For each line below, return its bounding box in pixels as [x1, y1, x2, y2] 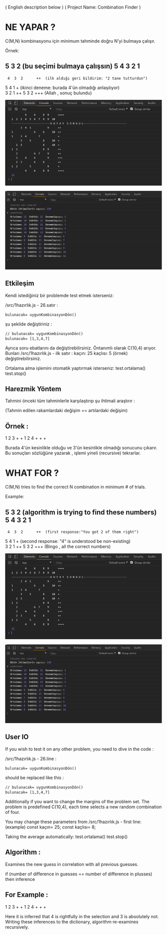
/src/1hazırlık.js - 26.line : [5, 756, 57, 762]
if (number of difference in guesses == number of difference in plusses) [5, 871, 153, 877]
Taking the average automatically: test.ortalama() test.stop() [5, 834, 128, 840]
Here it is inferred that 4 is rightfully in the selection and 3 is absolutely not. [5, 913, 159, 919]
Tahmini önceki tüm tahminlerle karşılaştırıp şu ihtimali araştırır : [5, 398, 135, 404]
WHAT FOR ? [5, 467, 59, 479]
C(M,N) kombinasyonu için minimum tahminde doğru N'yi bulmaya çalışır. [5, 38, 156, 44]
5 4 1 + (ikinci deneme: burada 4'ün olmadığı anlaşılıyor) [5, 85, 120, 90]
